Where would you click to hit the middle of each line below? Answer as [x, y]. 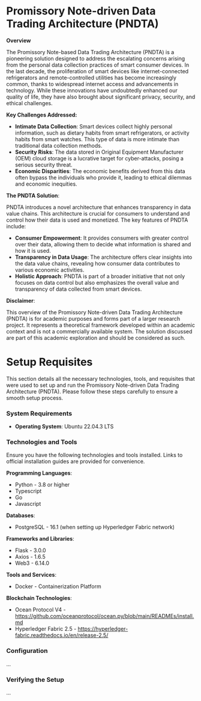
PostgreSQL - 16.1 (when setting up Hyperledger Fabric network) [95, 527]
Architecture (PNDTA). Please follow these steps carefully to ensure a [92, 391]
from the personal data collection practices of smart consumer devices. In [98, 65]
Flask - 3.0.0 [30, 550]
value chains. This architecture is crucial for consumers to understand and [98, 213]
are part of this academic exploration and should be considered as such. [96, 338]
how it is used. [33, 250]
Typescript [28, 491]
